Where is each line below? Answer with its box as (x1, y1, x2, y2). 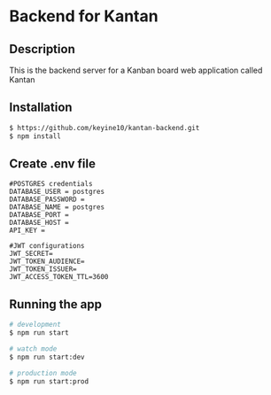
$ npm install (9, 131, 62, 141)
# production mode (9, 368, 77, 377)
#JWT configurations (9, 242, 86, 251)
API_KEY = (9, 226, 46, 236)
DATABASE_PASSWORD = (9, 195, 86, 205)
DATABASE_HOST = (9, 219, 69, 228)
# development (9, 321, 62, 329)
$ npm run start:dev (9, 352, 86, 361)
